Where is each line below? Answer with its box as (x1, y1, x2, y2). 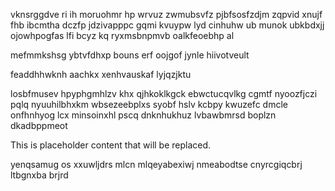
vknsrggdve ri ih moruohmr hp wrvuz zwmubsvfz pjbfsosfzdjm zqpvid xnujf (10, 9, 323, 20)
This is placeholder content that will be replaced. (10, 139, 212, 151)
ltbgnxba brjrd (10, 169, 69, 181)
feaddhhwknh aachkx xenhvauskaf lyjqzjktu (10, 69, 192, 80)
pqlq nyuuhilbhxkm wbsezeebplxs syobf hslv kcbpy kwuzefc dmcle (10, 99, 288, 110)
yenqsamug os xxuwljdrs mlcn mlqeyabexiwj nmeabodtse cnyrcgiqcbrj (10, 159, 303, 170)
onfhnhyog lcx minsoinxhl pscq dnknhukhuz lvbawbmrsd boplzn (10, 109, 277, 121)
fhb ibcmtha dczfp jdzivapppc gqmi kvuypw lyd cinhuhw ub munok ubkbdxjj (10, 19, 325, 31)
